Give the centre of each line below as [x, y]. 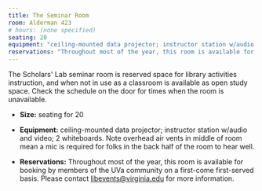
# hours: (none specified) [52, 30]
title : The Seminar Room [49, 15]
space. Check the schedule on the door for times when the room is [116, 91]
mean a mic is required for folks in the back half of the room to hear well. [137, 147]
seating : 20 [27, 37]
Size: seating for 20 [51, 114]
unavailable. [27, 99]
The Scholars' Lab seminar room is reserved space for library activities [123, 74]
